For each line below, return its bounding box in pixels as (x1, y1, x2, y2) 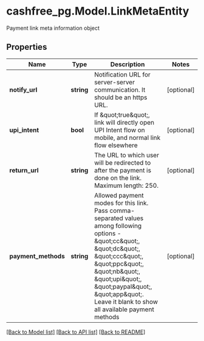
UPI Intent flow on (93, 126, 146, 134)
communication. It (93, 85, 146, 94)
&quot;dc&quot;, (93, 244, 141, 253)
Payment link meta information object (6, 24, 100, 32)
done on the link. (93, 173, 142, 182)
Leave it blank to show (93, 297, 158, 306)
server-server (93, 78, 135, 86)
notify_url (9, 85, 38, 94)
